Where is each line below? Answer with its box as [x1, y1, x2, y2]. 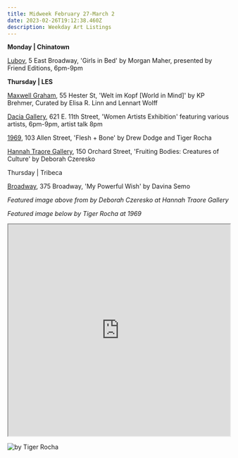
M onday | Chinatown [7, 43, 70, 52]
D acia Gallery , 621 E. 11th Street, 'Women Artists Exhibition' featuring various [7, 112, 230, 121]
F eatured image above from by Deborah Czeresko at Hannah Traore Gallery [7, 195, 229, 205]
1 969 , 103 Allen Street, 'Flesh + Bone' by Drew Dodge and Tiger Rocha [7, 133, 213, 142]
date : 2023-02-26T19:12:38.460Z [7, 17, 102, 24]
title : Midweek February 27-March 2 [7, 10, 115, 18]
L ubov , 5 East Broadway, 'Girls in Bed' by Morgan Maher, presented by [7, 56, 213, 65]
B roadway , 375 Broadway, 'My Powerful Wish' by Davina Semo [7, 182, 191, 191]
